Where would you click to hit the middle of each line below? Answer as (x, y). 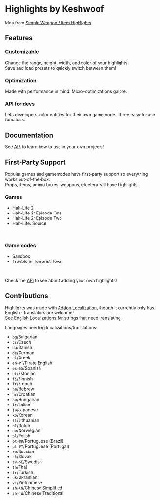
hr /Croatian (24, 394)
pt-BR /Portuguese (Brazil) (38, 441)
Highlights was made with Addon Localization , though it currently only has (80, 308)
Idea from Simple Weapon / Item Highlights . (49, 23)
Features (19, 38)
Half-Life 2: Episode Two (37, 218)
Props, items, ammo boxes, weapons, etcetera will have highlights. (72, 184)
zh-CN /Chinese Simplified (37, 488)
